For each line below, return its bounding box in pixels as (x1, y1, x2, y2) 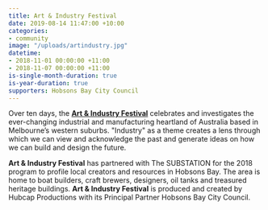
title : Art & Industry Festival (8, 11, 117, 20)
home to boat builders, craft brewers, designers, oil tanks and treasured (8, 175, 248, 185)
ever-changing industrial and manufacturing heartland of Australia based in (8, 117, 259, 127)
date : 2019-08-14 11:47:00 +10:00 (8, 19, 125, 27)
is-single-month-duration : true (8, 72, 117, 80)
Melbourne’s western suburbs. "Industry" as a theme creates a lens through (8, 126, 261, 135)
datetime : (8, 49, 42, 57)
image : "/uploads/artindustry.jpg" (8, 42, 128, 50)
